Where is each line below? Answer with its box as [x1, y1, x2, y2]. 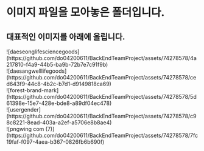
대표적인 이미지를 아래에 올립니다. [6, 32, 125, 42]
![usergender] [6, 106, 41, 113]
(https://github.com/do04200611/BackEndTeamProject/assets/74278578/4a [6, 55, 197, 61]
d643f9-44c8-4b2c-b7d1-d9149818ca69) [6, 80, 111, 87]
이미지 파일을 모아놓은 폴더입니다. [6, 5, 165, 19]
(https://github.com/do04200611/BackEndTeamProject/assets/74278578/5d [6, 93, 197, 100]
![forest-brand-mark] [6, 87, 59, 94]
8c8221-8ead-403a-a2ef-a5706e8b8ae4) [6, 119, 112, 126]
